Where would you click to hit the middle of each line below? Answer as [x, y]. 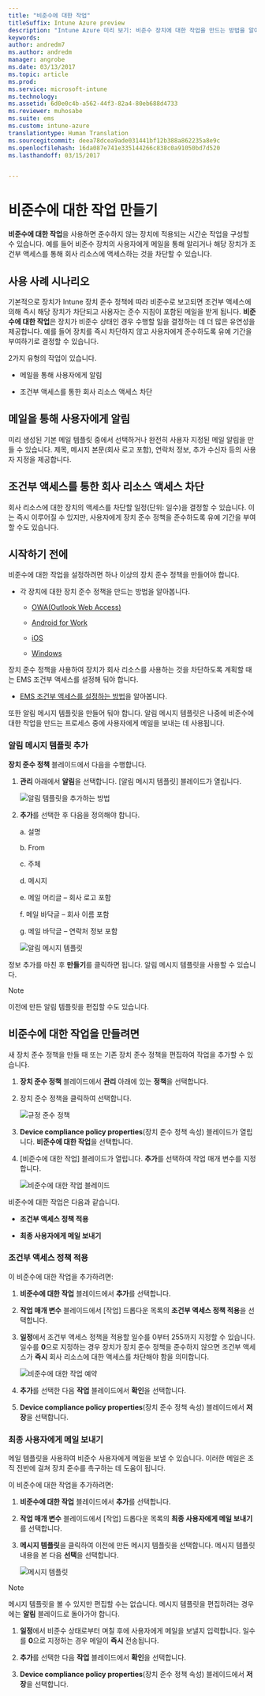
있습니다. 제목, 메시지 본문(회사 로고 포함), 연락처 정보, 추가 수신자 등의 [133, 449]
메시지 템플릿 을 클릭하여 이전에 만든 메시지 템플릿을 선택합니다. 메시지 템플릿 [137, 1545]
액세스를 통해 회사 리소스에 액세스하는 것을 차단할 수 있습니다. [117, 254]
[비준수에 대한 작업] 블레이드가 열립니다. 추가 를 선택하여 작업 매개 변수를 [131, 1158]
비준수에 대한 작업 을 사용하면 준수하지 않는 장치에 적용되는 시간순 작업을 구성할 [129, 234]
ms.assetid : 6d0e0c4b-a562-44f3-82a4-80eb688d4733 [93, 104]
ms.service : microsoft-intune [58, 89]
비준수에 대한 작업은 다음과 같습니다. [64, 1202]
